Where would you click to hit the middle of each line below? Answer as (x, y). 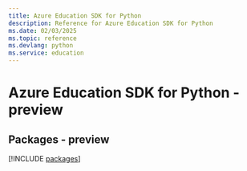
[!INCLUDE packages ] (45, 159)
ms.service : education (46, 53)
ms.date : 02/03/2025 (43, 31)
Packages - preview (59, 139)
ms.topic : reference (43, 38)
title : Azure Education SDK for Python (75, 16)
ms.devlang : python (41, 46)
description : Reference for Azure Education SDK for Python (111, 23)
